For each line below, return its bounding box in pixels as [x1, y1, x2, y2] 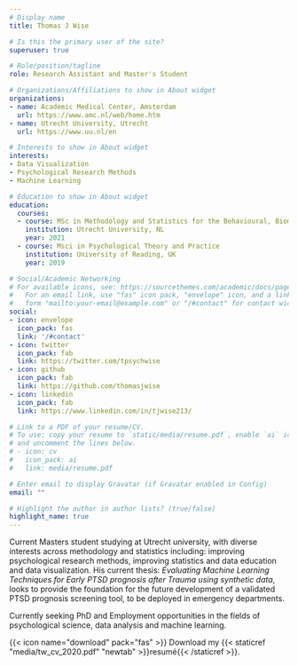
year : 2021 [25, 234, 66, 242]
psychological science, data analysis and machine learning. [9, 620, 227, 630]
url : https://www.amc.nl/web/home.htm [17, 110, 161, 120]
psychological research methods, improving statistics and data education [9, 556, 278, 567]
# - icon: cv [9, 448, 58, 456]
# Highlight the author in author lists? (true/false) [9, 503, 216, 513]
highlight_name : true [9, 512, 90, 521]
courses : [17, 209, 50, 218]
